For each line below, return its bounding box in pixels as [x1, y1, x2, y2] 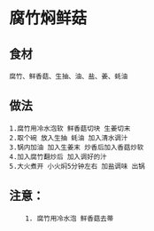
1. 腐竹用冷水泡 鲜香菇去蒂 [25, 214, 114, 223]
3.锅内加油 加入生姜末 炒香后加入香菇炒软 [9, 143, 144, 152]
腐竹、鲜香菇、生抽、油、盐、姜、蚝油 [9, 72, 128, 81]
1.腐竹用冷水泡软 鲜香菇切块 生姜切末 [9, 123, 131, 133]
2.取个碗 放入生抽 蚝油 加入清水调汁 [9, 133, 128, 142]
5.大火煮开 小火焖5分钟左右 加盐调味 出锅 [9, 162, 146, 171]
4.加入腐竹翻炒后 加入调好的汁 [9, 152, 108, 161]
